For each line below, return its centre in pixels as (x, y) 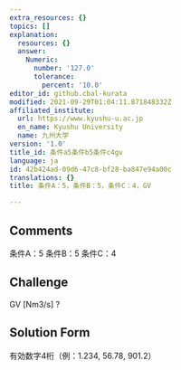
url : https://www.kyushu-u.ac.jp (81, 119)
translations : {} (42, 177)
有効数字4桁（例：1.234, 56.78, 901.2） (83, 356)
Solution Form (50, 332)
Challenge (39, 283)
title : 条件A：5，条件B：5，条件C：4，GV (81, 186)
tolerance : (54, 77)
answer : (32, 52)
